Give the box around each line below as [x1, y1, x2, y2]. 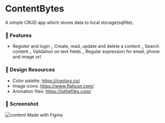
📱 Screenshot [5, 101, 39, 108]
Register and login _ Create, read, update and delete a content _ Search [12, 43, 159, 49]
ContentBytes [5, 3, 64, 14]
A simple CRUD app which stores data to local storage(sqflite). [5, 19, 134, 25]
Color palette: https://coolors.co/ [12, 78, 80, 84]
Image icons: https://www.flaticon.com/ [12, 83, 94, 89]
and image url [12, 54, 41, 60]
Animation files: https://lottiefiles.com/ [12, 88, 91, 94]
